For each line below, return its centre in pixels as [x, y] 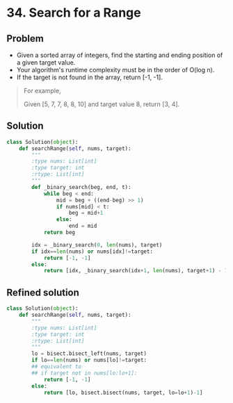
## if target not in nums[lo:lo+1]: [85, 373]
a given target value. [46, 63]
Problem [25, 39]
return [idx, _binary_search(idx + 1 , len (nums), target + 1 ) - [132, 271]
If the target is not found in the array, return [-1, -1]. [89, 77]
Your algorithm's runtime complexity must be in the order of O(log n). [115, 70]
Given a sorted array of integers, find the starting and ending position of [120, 55]
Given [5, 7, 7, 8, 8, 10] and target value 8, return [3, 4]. [102, 104]
